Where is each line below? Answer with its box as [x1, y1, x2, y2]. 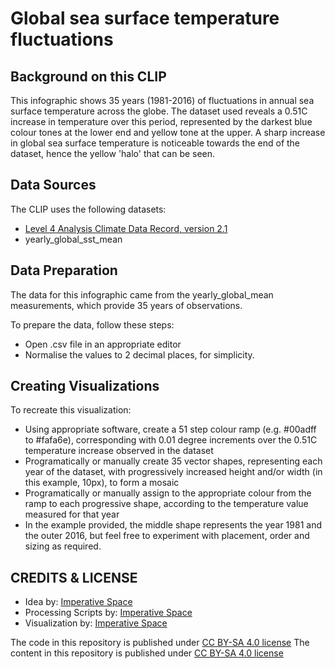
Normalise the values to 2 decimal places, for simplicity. [24, 348, 255, 361]
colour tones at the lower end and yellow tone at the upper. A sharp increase [10, 127, 326, 138]
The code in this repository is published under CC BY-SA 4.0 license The [10, 637, 310, 649]
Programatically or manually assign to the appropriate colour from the [24, 487, 312, 499]
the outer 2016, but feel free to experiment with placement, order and [24, 530, 310, 542]
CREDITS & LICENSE [10, 569, 138, 586]
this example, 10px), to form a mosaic [24, 477, 180, 489]
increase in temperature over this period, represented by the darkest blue [10, 116, 313, 127]
